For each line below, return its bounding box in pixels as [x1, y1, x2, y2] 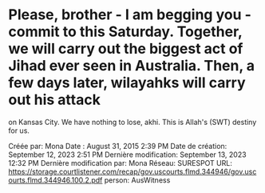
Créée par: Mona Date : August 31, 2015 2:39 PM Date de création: [8, 141, 227, 151]
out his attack [8, 90, 101, 109]
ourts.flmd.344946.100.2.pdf [8, 175, 103, 185]
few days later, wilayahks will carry [8, 74, 246, 92]
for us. [8, 126, 30, 135]
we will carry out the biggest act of [8, 40, 243, 58]
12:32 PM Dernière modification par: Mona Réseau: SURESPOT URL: [8, 158, 233, 167]
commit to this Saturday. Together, [8, 22, 243, 41]
